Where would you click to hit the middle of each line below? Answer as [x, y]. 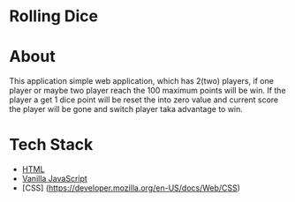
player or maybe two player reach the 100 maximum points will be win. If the [147, 91]
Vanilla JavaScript [55, 179]
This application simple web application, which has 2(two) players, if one [141, 81]
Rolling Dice [54, 16]
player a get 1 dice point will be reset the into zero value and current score [144, 100]
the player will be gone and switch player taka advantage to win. [126, 109]
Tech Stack [51, 145]
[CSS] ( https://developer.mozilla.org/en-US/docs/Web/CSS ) [131, 188]
